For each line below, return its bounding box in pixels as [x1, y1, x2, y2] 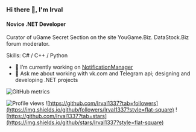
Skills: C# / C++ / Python [6, 52, 68, 59]
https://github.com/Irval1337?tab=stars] [8, 113, 107, 120]
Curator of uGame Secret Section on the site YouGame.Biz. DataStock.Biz [6, 34, 189, 41]
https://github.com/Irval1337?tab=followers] [49, 99, 159, 107]
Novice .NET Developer [6, 20, 66, 28]
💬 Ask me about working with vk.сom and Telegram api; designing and [14, 70, 191, 77]
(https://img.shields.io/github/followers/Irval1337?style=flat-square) [6, 106, 175, 113]
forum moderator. [6, 40, 50, 48]
